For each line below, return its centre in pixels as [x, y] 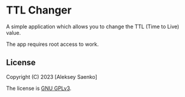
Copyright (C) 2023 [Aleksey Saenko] [52, 76]
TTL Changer [39, 10]
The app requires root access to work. [52, 44]
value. [14, 32]
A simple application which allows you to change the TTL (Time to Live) [93, 26]
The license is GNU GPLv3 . [39, 88]
